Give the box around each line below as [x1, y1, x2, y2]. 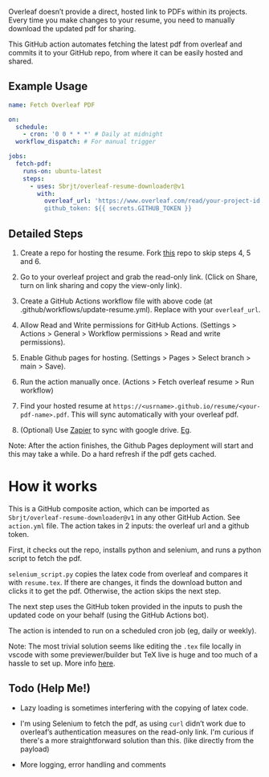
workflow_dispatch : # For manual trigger [15, 138, 157, 146]
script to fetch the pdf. [8, 553, 83, 563]
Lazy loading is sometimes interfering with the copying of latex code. [19, 702, 249, 713]
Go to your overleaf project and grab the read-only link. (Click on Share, [19, 272, 259, 282]
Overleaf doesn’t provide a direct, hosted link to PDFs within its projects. [8, 7, 247, 16]
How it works [8, 478, 98, 496]
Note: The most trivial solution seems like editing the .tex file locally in [8, 641, 242, 651]
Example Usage [8, 79, 88, 93]
